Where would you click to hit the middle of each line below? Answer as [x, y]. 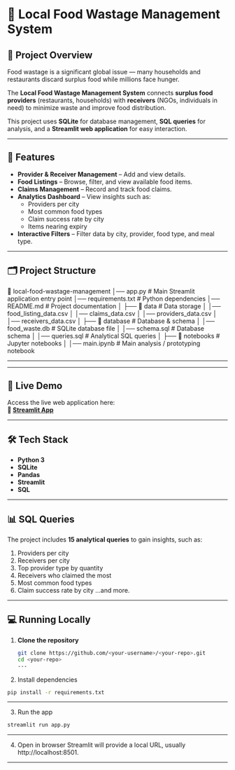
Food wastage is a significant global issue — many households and [104, 72]
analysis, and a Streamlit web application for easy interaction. [97, 129]
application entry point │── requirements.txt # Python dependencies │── [114, 298]
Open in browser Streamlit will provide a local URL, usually [101, 745]
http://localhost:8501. [48, 752]
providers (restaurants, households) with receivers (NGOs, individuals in [113, 100]
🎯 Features [31, 157]
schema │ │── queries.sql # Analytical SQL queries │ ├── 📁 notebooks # [114, 336]
